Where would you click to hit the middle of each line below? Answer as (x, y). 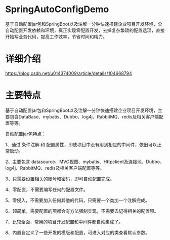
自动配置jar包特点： (26, 134)
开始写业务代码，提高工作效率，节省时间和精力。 (56, 36)
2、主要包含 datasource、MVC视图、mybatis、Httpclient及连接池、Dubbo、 (85, 162)
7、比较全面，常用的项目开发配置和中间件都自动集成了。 (64, 222)
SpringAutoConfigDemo (57, 9)
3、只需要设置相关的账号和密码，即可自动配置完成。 (60, 179)
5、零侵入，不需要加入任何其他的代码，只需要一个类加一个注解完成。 (78, 200)
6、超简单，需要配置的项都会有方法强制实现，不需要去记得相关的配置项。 (82, 211)
